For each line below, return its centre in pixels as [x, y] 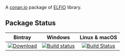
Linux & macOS [98, 37]
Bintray [22, 37]
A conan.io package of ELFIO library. [44, 7]
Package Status [31, 23]
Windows [58, 37]
